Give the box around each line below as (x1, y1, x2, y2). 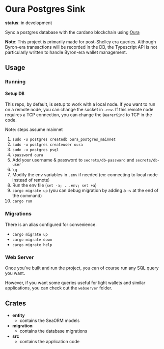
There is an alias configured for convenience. (5, 222, 97, 227)
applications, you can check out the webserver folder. (5, 285, 112, 291)
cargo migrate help (12, 242, 53, 247)
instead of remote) (12, 177, 50, 183)
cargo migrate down (12, 237, 53, 242)
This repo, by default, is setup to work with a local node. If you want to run (5, 101, 156, 107)
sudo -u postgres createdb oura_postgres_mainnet (12, 137, 116, 142)
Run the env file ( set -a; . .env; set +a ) (12, 182, 97, 188)
